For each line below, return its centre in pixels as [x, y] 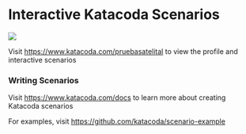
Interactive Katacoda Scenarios [114, 15]
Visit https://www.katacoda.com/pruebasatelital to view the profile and [123, 51]
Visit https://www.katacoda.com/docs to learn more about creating [117, 98]
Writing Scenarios [44, 80]
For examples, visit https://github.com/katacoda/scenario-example [117, 121]
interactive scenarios [42, 59]
